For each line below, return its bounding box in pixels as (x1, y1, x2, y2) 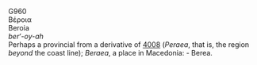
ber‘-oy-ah (8, 31, 44, 41)
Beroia (8, 23, 30, 32)
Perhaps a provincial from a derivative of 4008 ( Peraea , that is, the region (8, 40, 250, 49)
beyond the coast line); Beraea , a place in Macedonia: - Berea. (8, 49, 213, 57)
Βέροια (8, 15, 32, 24)
